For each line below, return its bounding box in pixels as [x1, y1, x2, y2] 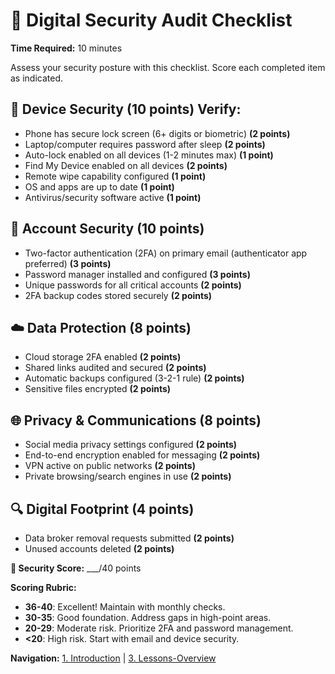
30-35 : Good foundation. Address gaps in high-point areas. [24, 612, 272, 623]
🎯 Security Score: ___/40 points [10, 562, 142, 574]
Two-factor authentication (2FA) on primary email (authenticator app [24, 247, 308, 259]
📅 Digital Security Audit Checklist [10, 9, 293, 32]
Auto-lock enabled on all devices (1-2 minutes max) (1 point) [24, 149, 274, 161]
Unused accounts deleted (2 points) [24, 543, 175, 554]
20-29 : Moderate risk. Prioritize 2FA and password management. [24, 622, 294, 634]
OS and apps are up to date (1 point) [24, 180, 175, 193]
